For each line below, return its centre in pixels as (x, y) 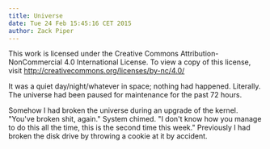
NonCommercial (36, 62)
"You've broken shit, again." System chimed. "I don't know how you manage (135, 119)
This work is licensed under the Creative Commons (94, 54)
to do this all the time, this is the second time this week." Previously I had (129, 128)
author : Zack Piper (41, 31)
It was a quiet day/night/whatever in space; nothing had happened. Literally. (135, 86)
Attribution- (200, 54)
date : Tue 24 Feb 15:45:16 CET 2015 (70, 23)
